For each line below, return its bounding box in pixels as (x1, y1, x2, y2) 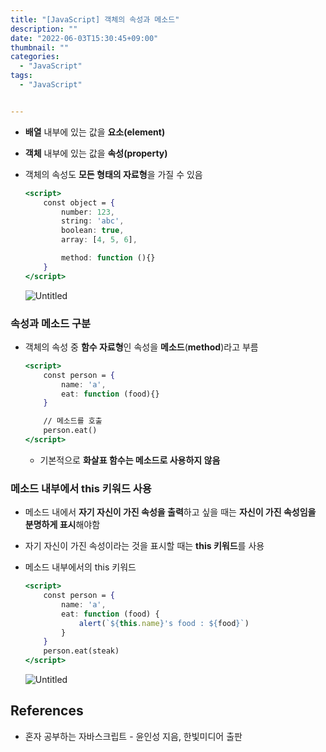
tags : (10, 71, 33, 81)
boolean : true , (61, 226, 125, 236)
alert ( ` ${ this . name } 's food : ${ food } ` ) (78, 618, 250, 628)
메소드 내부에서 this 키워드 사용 (10, 481, 152, 495)
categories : (10, 52, 60, 62)
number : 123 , (61, 207, 116, 217)
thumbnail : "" (10, 42, 70, 53)
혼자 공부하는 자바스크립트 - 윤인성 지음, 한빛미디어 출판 (24, 730, 243, 742)
